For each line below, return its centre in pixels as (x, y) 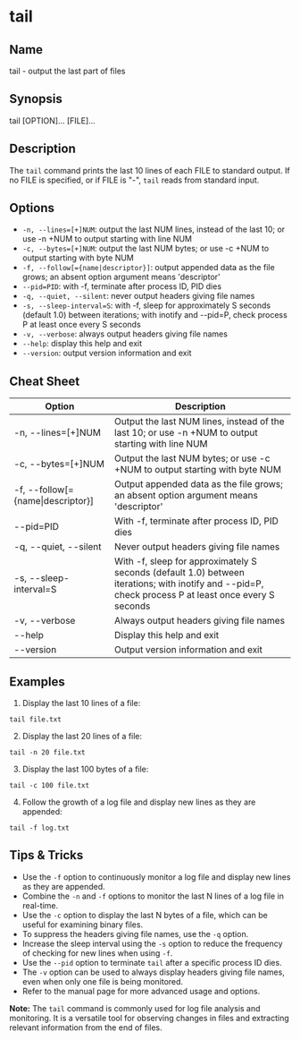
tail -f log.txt (39, 828)
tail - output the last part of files (67, 71)
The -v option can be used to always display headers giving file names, (154, 972)
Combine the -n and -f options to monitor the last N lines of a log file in (153, 896)
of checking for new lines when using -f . (97, 953)
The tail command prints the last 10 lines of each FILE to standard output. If (150, 170)
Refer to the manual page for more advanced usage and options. (141, 991)
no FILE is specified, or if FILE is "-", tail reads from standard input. (134, 180)
